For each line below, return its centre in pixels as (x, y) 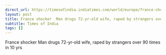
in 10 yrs (14, 48)
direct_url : (17, 10)
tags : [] (14, 28)
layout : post (19, 14)
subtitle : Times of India (32, 24)
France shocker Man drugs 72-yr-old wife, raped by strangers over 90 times (83, 42)
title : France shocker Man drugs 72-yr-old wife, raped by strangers (79, 19)
